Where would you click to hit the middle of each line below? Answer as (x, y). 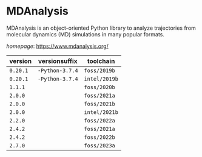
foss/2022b (99, 137)
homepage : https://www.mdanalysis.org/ (58, 46)
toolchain (101, 61)
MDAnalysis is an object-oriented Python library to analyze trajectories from (101, 28)
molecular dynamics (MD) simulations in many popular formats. (86, 34)
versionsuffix (58, 61)
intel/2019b (101, 79)
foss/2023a (99, 145)
